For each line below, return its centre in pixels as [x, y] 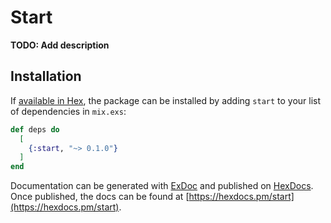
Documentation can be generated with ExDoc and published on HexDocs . [162, 186]
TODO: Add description [60, 45]
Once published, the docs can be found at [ [100, 197]
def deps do [35, 129]
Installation [46, 76]
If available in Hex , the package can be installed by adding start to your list [166, 100]
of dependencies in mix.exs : [68, 111]
